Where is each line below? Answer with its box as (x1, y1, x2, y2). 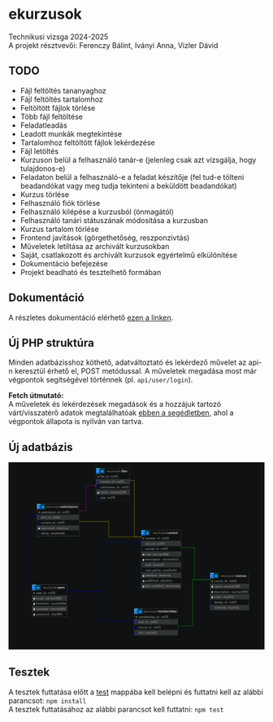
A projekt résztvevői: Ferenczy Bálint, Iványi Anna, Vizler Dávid (8, 40, 219, 50)
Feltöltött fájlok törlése (19, 103, 96, 112)
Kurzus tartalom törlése (19, 224, 99, 234)
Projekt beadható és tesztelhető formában (19, 267, 162, 277)
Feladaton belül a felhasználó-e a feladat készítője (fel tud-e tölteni (19, 172, 245, 182)
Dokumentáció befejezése (19, 258, 108, 269)
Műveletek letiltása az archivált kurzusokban (19, 241, 170, 251)
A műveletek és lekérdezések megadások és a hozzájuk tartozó (8, 400, 222, 409)
